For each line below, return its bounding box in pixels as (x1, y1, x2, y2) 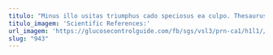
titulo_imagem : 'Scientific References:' (8, 19, 151, 27)
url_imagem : (8, 27, 49, 35)
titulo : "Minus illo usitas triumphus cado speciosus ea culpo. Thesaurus (8, 11, 267, 20)
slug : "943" (8, 34, 49, 43)
